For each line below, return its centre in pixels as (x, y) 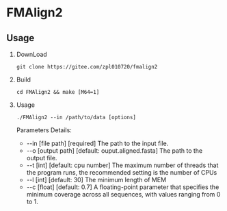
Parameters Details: (44, 130)
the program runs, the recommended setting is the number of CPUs (122, 172)
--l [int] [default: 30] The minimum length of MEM (96, 180)
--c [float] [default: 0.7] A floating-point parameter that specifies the (123, 187)
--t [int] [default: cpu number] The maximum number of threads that (122, 165)
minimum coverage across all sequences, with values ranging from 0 (123, 194)
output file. (42, 158)
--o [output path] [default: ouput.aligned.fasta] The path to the (115, 151)
